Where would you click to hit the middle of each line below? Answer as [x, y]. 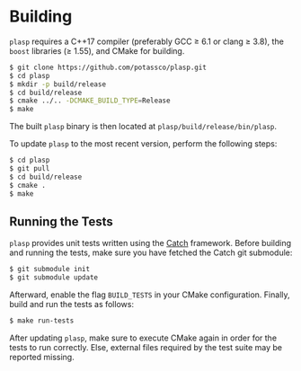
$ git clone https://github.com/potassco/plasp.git [108, 67]
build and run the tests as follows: [72, 305]
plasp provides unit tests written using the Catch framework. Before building [150, 243]
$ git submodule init [50, 269]
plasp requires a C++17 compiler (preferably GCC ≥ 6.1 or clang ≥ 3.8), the [147, 41]
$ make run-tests [42, 321]
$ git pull [30, 169]
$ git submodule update [54, 278]
